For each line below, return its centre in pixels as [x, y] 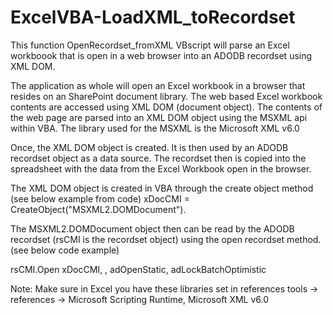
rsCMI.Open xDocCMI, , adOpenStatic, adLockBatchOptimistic [138, 269]
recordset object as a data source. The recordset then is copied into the [158, 158]
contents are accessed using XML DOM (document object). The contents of [166, 107]
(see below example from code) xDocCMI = [100, 198]
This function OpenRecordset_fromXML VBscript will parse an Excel [150, 45]
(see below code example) [65, 250]
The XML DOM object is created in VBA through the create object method [162, 188]
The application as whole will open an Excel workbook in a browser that [158, 85]
